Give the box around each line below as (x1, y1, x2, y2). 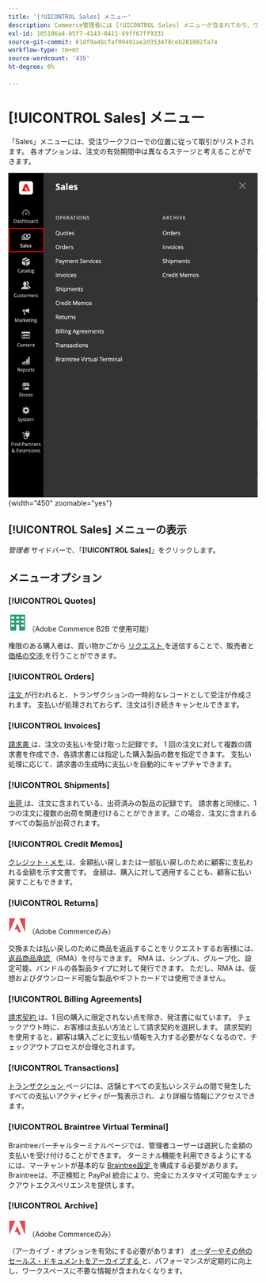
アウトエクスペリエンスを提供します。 (14, 1180, 139, 1189)
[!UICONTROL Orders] (8, 671, 95, 682)
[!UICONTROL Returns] (8, 898, 99, 909)
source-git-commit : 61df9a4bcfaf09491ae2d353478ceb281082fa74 (8, 38, 218, 46)
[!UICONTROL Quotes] (8, 595, 97, 606)
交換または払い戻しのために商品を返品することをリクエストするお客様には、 (8, 943, 258, 953)
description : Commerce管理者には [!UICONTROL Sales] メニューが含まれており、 (8, 21, 253, 29)
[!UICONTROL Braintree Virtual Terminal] (8, 1121, 169, 1132)
